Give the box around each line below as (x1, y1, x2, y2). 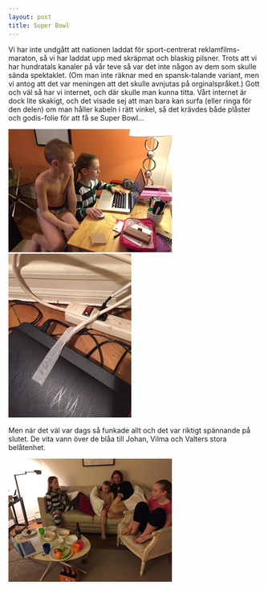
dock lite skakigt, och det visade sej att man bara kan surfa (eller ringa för (8, 96, 252, 105)
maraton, (8, 53, 39, 63)
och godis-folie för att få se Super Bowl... (8, 113, 144, 122)
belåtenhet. (8, 442, 46, 452)
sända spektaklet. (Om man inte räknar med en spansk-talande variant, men (8, 70, 259, 80)
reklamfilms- (197, 44, 241, 54)
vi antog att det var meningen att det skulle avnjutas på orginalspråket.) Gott (8, 79, 260, 88)
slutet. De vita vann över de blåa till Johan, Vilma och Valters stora (8, 434, 227, 444)
